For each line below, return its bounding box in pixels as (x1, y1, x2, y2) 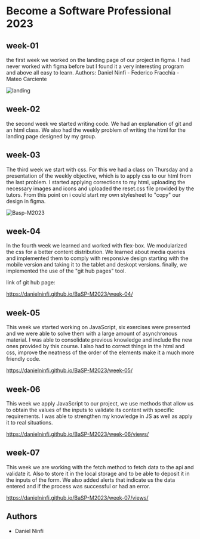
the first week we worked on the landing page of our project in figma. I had (6, 57, 190, 63)
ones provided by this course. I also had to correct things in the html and (6, 343, 185, 350)
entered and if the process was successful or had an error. (6, 482, 150, 490)
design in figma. (6, 197, 46, 205)
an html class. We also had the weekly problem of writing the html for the (6, 126, 186, 134)
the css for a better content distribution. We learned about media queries (6, 249, 186, 256)
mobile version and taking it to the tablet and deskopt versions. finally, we (6, 261, 187, 268)
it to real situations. (6, 419, 53, 426)
